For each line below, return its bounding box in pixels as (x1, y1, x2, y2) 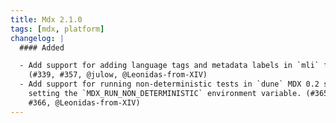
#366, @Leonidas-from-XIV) (28, 97, 141, 108)
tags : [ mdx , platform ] (10, 24, 105, 34)
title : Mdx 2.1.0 (10, 14, 83, 25)
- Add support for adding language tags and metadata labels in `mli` (19, 61, 320, 71)
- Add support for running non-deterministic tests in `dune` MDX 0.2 (19, 79, 320, 90)
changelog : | (10, 33, 65, 43)
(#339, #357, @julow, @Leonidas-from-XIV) (28, 70, 208, 80)
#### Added (19, 42, 65, 53)
